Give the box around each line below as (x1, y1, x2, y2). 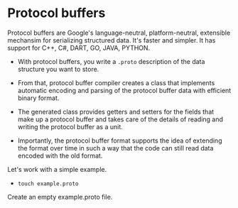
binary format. (17, 94, 60, 102)
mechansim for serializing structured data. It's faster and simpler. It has (7, 35, 216, 44)
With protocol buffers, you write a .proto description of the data (17, 57, 205, 65)
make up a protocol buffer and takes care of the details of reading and (17, 115, 224, 124)
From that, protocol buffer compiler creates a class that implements (17, 78, 215, 87)
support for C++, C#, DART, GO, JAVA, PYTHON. (7, 43, 151, 52)
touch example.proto (17, 180, 79, 187)
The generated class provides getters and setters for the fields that (17, 107, 215, 116)
